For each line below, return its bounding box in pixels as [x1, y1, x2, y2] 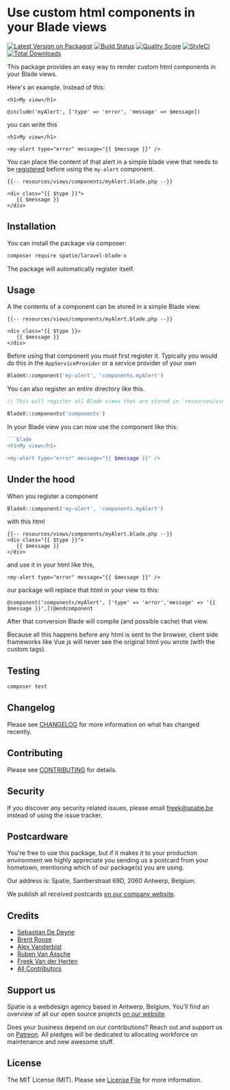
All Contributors [16, 965, 62, 973]
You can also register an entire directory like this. [7, 385, 145, 393]
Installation [7, 221, 56, 232]
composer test [7, 683, 48, 690]
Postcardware [7, 830, 68, 842]
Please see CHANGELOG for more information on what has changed [7, 720, 200, 728]
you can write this [7, 120, 57, 128]
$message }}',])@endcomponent [7, 605, 94, 612]
